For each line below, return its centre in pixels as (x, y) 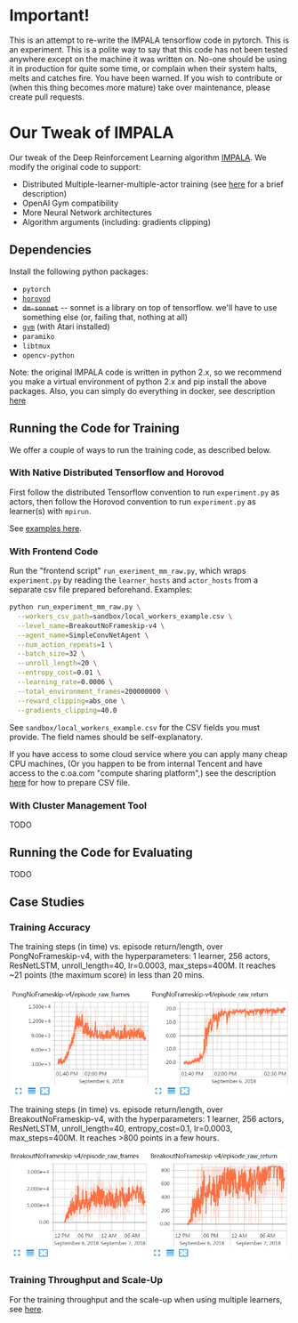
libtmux (36, 346)
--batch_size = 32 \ (52, 654)
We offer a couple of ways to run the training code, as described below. (140, 449)
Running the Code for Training (94, 428)
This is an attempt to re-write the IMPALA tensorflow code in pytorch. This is (149, 40)
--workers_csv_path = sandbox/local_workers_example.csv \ (125, 616)
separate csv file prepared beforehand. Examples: (101, 590)
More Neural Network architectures (87, 212)
